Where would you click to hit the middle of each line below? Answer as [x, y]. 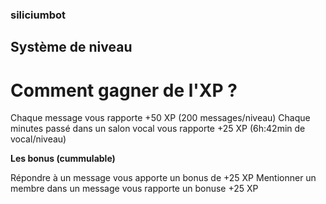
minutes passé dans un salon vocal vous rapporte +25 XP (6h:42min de [158, 129]
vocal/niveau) [38, 139]
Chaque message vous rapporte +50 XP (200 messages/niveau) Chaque [160, 118]
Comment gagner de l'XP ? [124, 90]
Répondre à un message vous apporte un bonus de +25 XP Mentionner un [163, 178]
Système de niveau [71, 47]
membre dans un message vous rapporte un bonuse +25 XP [134, 189]
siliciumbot [38, 15]
